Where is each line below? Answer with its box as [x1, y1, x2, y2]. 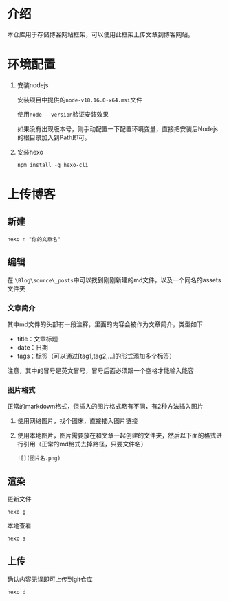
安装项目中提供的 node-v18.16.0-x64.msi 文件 [17, 95, 143, 104]
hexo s [7, 535, 26, 543]
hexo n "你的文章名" [7, 236, 61, 242]
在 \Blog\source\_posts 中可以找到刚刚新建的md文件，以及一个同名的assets [7, 275, 221, 284]
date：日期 [17, 343, 48, 351]
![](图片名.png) [17, 455, 61, 462]
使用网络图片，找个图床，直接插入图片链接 [17, 417, 138, 425]
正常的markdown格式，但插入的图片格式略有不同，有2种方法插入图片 [7, 402, 204, 411]
